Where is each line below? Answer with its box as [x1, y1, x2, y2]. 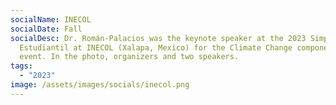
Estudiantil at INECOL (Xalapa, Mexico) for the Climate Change [19, 42, 293, 53]
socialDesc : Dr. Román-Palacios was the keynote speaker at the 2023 [10, 33, 307, 43]
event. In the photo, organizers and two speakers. [19, 52, 240, 62]
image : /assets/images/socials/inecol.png [10, 80, 190, 90]
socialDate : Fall [10, 24, 83, 34]
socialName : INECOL [10, 14, 92, 25]
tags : [10, 61, 33, 71]
